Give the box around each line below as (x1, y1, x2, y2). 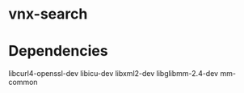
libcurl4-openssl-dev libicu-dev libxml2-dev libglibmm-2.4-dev (8, 69, 219, 78)
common (8, 78, 38, 87)
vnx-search (8, 5, 88, 23)
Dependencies (8, 42, 108, 61)
